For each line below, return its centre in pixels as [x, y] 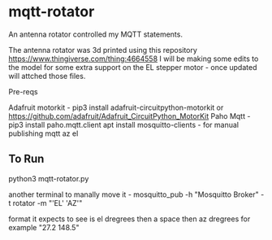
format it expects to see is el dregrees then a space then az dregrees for [130, 219]
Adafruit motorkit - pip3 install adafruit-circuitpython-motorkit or [116, 107]
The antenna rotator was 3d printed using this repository [103, 50]
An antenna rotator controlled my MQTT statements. [95, 34]
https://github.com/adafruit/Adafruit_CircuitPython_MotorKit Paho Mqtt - [130, 116]
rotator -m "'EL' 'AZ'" [47, 203]
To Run [26, 159]
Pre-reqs [23, 91]
